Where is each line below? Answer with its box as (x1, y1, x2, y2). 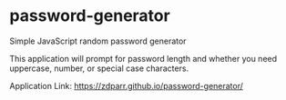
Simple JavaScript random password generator (9, 35, 187, 46)
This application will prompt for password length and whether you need (9, 53, 278, 64)
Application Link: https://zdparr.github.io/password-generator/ (9, 80, 244, 91)
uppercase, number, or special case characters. (9, 63, 189, 74)
